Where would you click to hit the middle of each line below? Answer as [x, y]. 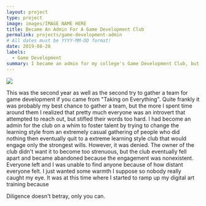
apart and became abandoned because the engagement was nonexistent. [100, 158]
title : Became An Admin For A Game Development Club [75, 29]
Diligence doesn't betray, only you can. [56, 196]
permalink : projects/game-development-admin [64, 35]
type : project [25, 18]
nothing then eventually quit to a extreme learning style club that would [96, 138]
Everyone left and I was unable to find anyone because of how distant [95, 164]
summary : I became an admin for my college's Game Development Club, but [103, 63]
